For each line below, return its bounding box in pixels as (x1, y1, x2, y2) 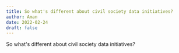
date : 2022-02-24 (6, 19, 48, 25)
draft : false (6, 24, 38, 31)
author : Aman (6, 14, 38, 20)
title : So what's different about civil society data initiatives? (6, 8, 174, 15)
